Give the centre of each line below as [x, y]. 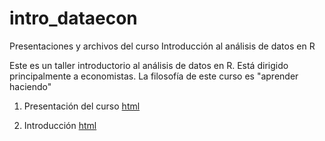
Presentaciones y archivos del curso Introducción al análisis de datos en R [162, 46]
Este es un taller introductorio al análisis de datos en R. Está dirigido [149, 65]
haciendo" [30, 86]
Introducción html [60, 125]
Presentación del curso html [82, 106]
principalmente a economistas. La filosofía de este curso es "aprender [154, 76]
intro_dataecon [73, 18]
